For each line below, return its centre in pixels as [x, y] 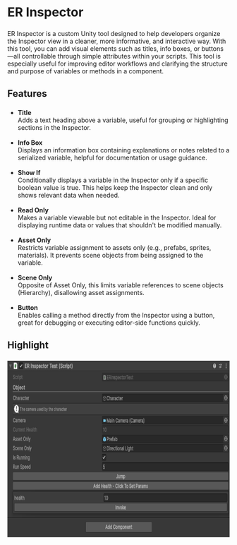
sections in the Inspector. [54, 128]
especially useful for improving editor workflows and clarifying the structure [117, 64]
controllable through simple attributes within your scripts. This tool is [121, 56]
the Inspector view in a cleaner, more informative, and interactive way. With [117, 41]
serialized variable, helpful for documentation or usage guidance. [112, 158]
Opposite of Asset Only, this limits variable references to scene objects [120, 285]
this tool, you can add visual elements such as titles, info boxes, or [104, 49]
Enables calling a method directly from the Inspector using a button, [116, 316]
